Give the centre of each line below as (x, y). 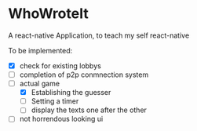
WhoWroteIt (48, 14)
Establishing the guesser (71, 93)
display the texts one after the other (89, 110)
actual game (40, 84)
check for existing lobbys (60, 65)
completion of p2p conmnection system (84, 75)
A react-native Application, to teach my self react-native (99, 35)
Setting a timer (55, 101)
